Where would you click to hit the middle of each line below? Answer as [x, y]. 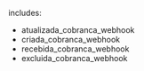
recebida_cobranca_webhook [75, 49]
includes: [25, 13]
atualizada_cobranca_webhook [78, 30]
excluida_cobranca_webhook [74, 58]
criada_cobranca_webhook [71, 39]
